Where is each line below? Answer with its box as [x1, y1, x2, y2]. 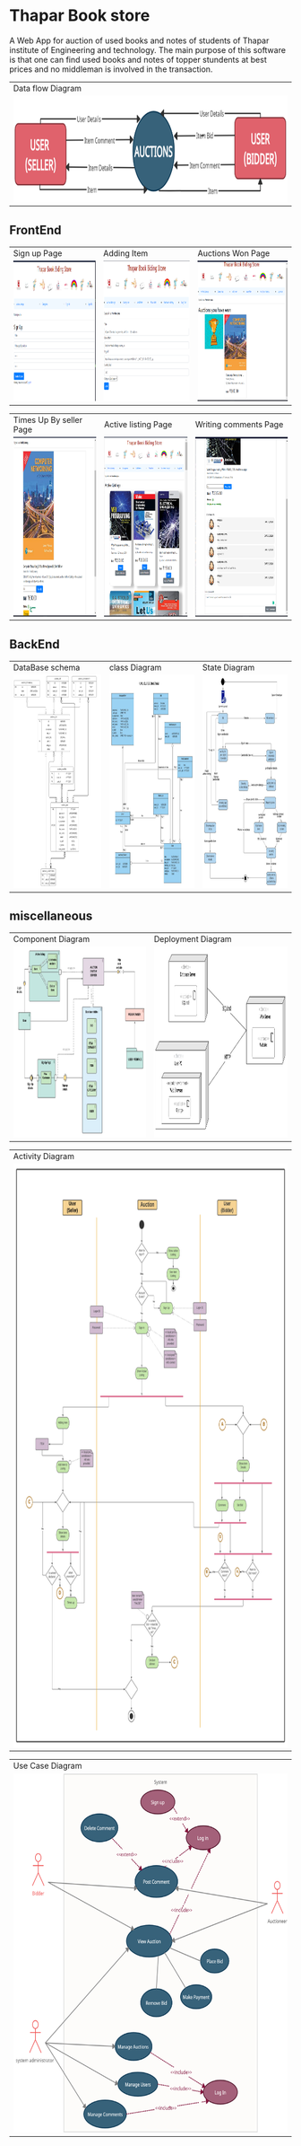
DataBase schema [13, 662, 81, 673]
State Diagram [202, 662, 255, 673]
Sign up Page [13, 248, 63, 259]
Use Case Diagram [13, 1761, 82, 1772]
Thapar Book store [9, 5, 150, 26]
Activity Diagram [13, 1150, 74, 1161]
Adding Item [102, 248, 149, 259]
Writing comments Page [194, 419, 284, 429]
